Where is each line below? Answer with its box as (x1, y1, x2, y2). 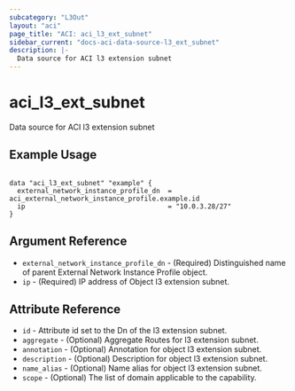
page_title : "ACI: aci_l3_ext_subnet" (9, 29, 152, 38)
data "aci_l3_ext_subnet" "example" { (9, 178, 152, 187)
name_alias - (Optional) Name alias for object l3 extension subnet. (21, 363, 263, 373)
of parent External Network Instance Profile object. (21, 267, 208, 278)
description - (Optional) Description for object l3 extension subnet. (21, 354, 268, 364)
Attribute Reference (9, 301, 121, 317)
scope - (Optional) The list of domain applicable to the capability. (21, 372, 257, 383)
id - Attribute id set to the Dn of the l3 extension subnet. (21, 325, 228, 336)
